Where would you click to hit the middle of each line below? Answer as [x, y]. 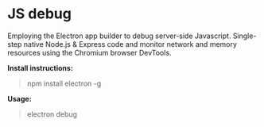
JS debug [40, 14]
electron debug [52, 114]
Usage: [20, 98]
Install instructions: [40, 67]
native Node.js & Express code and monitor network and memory [130, 44]
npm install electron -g [64, 83]
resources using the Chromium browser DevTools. [89, 52]
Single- [245, 36]
